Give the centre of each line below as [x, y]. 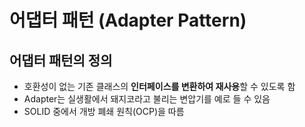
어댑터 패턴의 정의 [61, 60]
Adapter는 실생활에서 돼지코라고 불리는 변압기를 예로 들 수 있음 [147, 99]
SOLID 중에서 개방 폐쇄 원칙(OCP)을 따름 [104, 111]
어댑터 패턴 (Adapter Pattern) [128, 20]
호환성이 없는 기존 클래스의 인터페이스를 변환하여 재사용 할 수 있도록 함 [159, 86]
